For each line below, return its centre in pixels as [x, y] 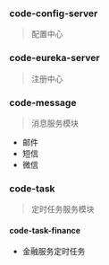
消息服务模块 [54, 123]
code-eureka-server [54, 58]
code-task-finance [45, 230]
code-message [43, 102]
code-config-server [54, 13]
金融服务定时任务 [54, 252]
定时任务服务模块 [63, 209]
